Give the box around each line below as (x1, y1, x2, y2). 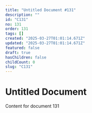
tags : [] (5, 31, 24, 36)
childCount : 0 (5, 60, 36, 65)
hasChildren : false (5, 54, 47, 60)
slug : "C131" (5, 64, 33, 69)
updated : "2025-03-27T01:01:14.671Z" (5, 41, 85, 46)
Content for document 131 (5, 103, 59, 109)
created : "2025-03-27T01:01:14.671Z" (5, 36, 85, 41)
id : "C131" (5, 17, 28, 22)
